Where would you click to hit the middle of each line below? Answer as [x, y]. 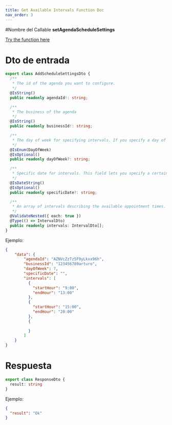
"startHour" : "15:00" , [57, 307]
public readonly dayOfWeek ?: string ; [50, 159]
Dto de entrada [38, 60]
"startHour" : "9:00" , [56, 288]
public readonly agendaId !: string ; [49, 98]
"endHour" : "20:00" [53, 312]
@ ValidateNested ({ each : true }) [46, 216]
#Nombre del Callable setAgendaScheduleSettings [60, 29]
